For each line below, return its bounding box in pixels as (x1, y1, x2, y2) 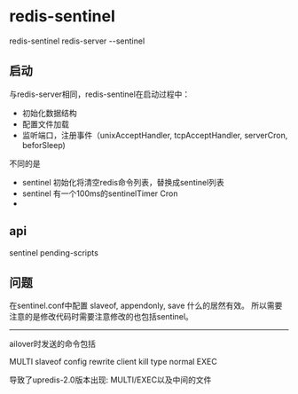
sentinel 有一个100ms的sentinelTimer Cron (21, 188, 178, 199)
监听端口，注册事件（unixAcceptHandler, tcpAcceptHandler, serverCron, (21, 130, 288, 140)
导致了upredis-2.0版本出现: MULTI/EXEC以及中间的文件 (9, 374, 212, 385)
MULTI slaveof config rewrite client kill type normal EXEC (9, 357, 217, 367)
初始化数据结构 (21, 107, 77, 118)
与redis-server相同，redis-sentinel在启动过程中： (9, 89, 191, 99)
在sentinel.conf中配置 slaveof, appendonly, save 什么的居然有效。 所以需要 (9, 300, 283, 311)
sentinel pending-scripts (9, 247, 99, 258)
